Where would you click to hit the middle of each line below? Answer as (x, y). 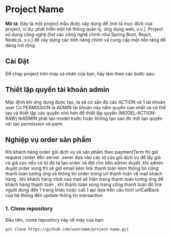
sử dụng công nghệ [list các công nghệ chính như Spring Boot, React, (79, 34)
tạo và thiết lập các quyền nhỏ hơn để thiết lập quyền (61, 113)
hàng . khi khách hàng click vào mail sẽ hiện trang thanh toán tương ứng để (84, 179)
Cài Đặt (17, 62)
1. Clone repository (29, 209)
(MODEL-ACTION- (137, 113)
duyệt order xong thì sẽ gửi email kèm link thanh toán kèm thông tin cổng (82, 168)
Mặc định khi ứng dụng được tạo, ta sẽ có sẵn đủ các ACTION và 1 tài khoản (86, 102)
